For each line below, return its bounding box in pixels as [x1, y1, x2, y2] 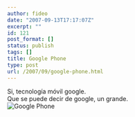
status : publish [7, 42, 54, 49]
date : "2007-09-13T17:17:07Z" [7, 17, 95, 24]
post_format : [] [7, 36, 54, 43]
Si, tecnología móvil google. [7, 87, 87, 96]
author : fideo [7, 10, 48, 17]
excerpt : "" [7, 23, 42, 30]
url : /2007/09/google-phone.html [7, 68, 104, 75]
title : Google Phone [7, 55, 67, 62]
